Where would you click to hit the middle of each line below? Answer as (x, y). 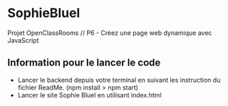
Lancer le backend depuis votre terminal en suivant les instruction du (119, 80)
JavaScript (23, 40)
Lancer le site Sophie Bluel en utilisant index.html (89, 95)
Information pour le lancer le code (84, 63)
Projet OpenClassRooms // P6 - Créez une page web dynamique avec (110, 33)
